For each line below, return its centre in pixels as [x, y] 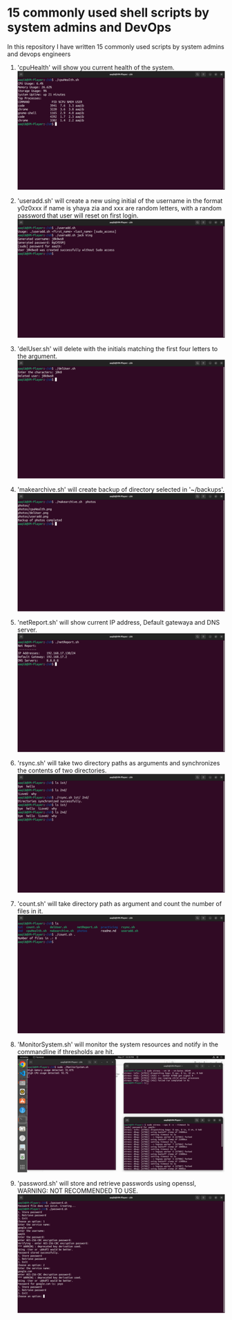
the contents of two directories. [62, 771]
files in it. [30, 911]
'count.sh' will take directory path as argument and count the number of [119, 904]
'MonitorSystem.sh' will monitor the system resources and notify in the [118, 1044]
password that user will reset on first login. [78, 215]
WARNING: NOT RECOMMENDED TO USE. [77, 1191]
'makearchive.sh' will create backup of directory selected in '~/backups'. [120, 489]
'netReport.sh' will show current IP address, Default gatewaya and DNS [118, 623]
